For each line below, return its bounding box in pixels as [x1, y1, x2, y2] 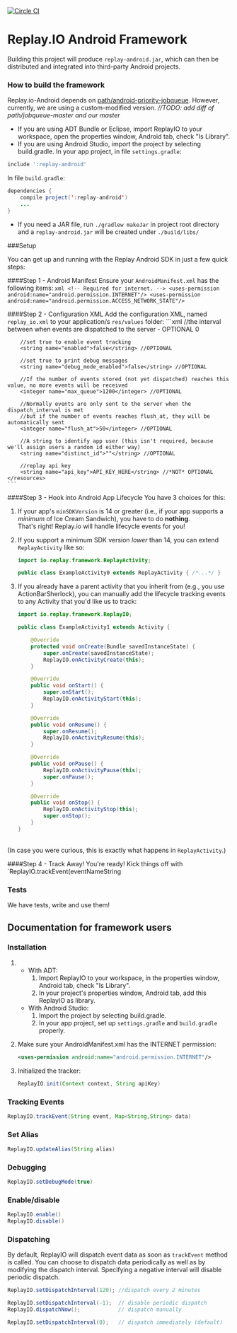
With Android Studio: [28, 1003, 89, 1012]
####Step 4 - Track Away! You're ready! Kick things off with [7, 859, 183, 868]
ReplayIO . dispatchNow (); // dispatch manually [7, 1306, 182, 1313]
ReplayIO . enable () [7, 1211, 62, 1218]
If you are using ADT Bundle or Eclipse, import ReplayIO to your [17, 124, 203, 134]
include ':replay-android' [7, 161, 87, 168]
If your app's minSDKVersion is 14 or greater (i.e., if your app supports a [17, 506, 224, 516]
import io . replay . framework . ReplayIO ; [17, 611, 132, 618]
